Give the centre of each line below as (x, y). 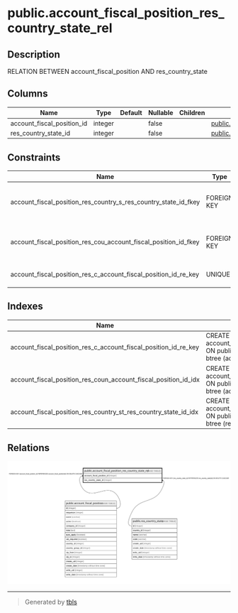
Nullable (161, 113)
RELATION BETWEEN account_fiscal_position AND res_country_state (107, 71)
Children (192, 113)
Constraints (34, 157)
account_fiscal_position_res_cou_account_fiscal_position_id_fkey (105, 242)
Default (131, 113)
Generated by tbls (51, 602)
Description (34, 54)
